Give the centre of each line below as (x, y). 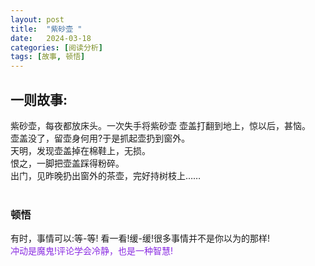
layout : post (37, 19)
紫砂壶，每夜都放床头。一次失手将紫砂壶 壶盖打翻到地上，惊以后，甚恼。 (160, 125)
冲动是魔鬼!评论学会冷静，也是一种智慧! (92, 251)
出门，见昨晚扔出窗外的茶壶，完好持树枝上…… (106, 175)
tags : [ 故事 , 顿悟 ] (48, 57)
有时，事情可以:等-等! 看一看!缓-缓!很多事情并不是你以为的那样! (140, 238)
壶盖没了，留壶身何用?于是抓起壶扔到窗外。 (100, 138)
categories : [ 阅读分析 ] (56, 47)
